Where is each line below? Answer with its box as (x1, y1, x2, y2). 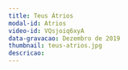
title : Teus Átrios (8, 11, 74, 20)
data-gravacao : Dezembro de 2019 (8, 34, 121, 43)
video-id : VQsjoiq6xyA (8, 27, 85, 35)
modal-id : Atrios (8, 19, 67, 27)
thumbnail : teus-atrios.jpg (8, 42, 103, 50)
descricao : (8, 49, 45, 57)
